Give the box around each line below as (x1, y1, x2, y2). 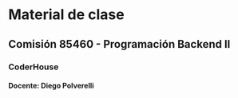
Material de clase (8, 6, 125, 24)
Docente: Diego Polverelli (8, 81, 94, 91)
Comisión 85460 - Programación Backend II (8, 37, 231, 51)
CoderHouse (8, 61, 59, 73)
